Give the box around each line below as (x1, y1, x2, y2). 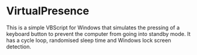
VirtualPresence (6, 4, 89, 18)
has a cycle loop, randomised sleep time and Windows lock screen (6, 36, 171, 44)
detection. (6, 43, 32, 50)
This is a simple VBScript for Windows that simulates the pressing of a (6, 24, 180, 31)
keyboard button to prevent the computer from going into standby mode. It (6, 30, 191, 37)
